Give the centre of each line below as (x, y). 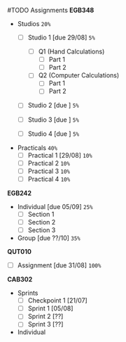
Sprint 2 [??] (45, 317)
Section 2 (42, 222)
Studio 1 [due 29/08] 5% (62, 37)
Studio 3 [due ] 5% (53, 120)
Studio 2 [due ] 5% (53, 106)
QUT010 (19, 252)
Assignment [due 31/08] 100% (59, 265)
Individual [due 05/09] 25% (55, 206)
